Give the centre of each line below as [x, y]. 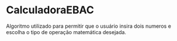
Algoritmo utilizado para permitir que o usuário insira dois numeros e [88, 26]
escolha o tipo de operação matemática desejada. [66, 32]
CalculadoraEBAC [50, 10]
